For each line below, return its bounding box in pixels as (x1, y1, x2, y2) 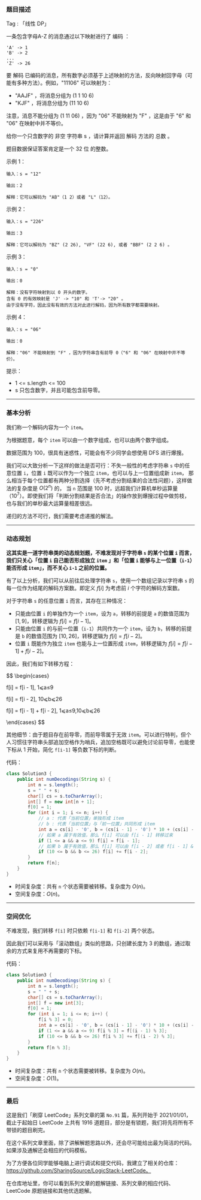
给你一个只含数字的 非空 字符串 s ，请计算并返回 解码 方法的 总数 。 (6, 133, 173, 140)
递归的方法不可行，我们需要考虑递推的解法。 (6, 512, 117, 519)
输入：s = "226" (6, 219, 44, 225)
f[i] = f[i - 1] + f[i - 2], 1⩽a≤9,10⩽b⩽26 (6, 707, 100, 714)
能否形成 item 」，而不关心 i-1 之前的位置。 (6, 564, 111, 572)
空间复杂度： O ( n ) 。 (14, 890, 63, 897)
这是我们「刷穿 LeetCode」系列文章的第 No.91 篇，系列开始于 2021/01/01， (6, 1111, 191, 1119)
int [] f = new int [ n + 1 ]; (28, 799, 95, 805)
